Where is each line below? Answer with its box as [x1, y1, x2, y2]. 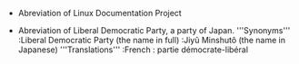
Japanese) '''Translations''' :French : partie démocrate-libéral [17, 44, 248, 55]
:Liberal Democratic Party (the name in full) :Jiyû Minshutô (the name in [17, 35, 286, 45]
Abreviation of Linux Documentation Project [17, 8, 182, 18]
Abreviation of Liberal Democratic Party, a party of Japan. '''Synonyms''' [17, 25, 291, 35]
